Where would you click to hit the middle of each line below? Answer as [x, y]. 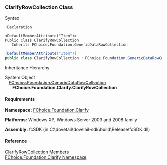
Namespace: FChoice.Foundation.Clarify [47, 110]
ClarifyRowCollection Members [37, 152]
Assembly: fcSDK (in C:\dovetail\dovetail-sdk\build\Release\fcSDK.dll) [78, 129]
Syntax [12, 18]
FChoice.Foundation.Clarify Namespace [46, 157]
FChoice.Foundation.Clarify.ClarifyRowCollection [65, 88]
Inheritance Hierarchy [27, 68]
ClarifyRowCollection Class [39, 7]
